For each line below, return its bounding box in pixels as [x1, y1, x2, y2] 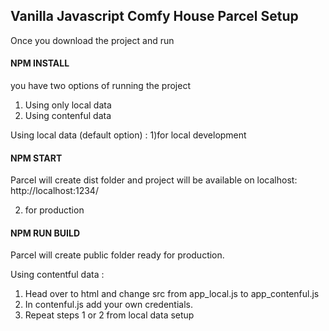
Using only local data [24, 99, 112, 111]
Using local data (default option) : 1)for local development [10, 129, 247, 141]
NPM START [10, 152, 63, 164]
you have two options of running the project [10, 80, 191, 92]
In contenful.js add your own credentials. [24, 299, 193, 311]
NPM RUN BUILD [10, 227, 80, 239]
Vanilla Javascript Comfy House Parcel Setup [10, 8, 299, 25]
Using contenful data [24, 110, 112, 122]
